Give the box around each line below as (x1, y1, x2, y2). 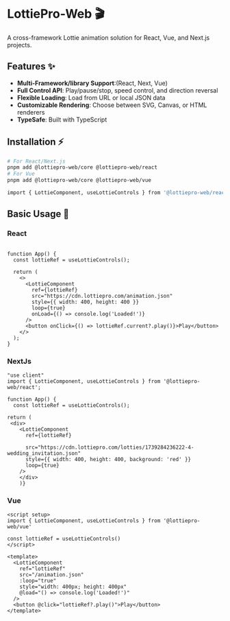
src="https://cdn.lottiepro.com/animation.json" (31, 292, 173, 299)
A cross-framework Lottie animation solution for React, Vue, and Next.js (7, 33, 210, 42)
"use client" (7, 372, 44, 379)
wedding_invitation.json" (7, 449, 81, 457)
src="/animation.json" (19, 572, 84, 578)
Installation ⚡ (7, 136, 64, 148)
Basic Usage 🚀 (7, 208, 70, 220)
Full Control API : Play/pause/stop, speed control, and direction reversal (16, 86, 218, 94)
